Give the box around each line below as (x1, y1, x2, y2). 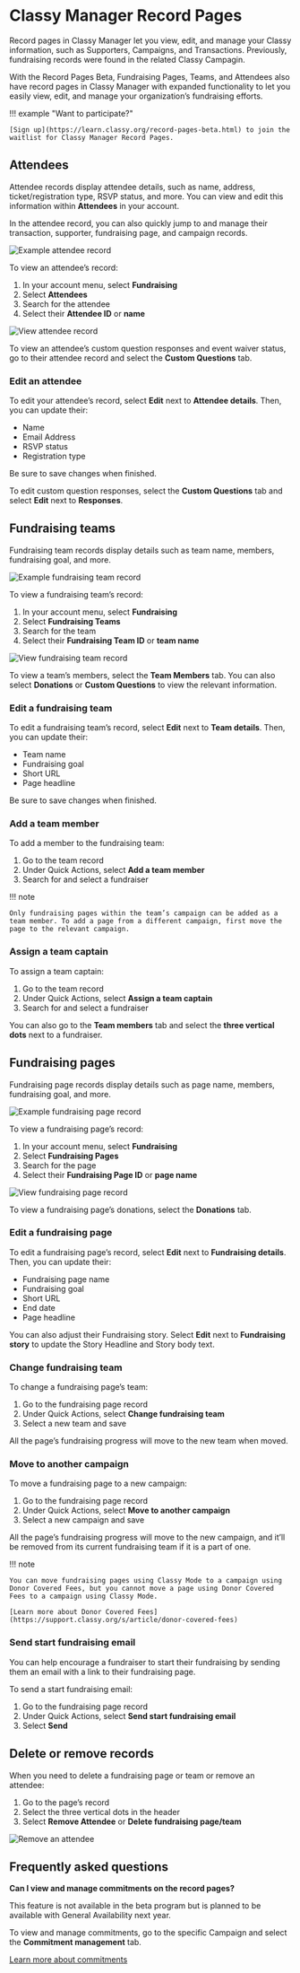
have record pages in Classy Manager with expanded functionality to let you (9, 81, 291, 92)
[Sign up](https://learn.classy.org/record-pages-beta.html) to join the (9, 125, 291, 135)
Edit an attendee (9, 374, 82, 387)
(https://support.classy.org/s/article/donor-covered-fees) (9, 1616, 239, 1625)
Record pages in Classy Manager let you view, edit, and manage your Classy (9, 35, 292, 46)
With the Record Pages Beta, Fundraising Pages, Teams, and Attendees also (9, 71, 290, 82)
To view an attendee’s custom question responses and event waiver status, (9, 343, 287, 354)
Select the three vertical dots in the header (21, 1806, 181, 1817)
